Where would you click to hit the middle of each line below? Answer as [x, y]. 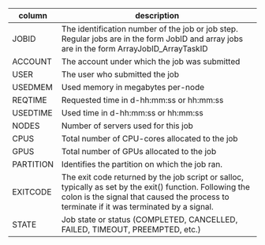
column [33, 15]
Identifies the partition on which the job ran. [142, 164]
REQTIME [30, 100]
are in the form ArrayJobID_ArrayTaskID [134, 49]
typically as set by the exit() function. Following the [156, 187]
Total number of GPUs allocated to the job [139, 151]
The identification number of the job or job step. [149, 29]
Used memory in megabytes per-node [133, 87]
